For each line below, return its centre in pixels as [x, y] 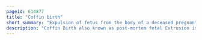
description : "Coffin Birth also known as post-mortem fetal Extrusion [98, 28]
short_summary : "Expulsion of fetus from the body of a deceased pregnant [102, 22]
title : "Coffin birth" [35, 17]
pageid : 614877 [25, 11]
